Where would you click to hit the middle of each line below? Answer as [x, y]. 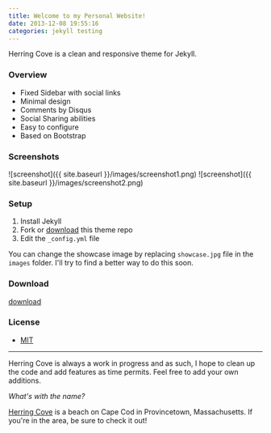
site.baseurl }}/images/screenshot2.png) [76, 182]
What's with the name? [47, 396]
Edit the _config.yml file [60, 239]
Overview [28, 75]
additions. [25, 380]
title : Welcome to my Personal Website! [77, 16]
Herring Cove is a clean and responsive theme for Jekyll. [103, 54]
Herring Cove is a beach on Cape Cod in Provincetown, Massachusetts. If [130, 412]
